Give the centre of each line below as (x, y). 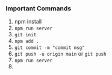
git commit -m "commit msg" (49, 48)
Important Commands (39, 8)
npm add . (27, 41)
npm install (28, 22)
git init (25, 35)
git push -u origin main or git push (60, 54)
